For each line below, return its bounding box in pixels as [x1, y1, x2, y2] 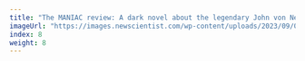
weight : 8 [9, 38, 47, 48]
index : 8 [9, 30, 43, 39]
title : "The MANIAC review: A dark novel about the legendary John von [9, 13, 286, 22]
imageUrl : [9, 22, 47, 30]
